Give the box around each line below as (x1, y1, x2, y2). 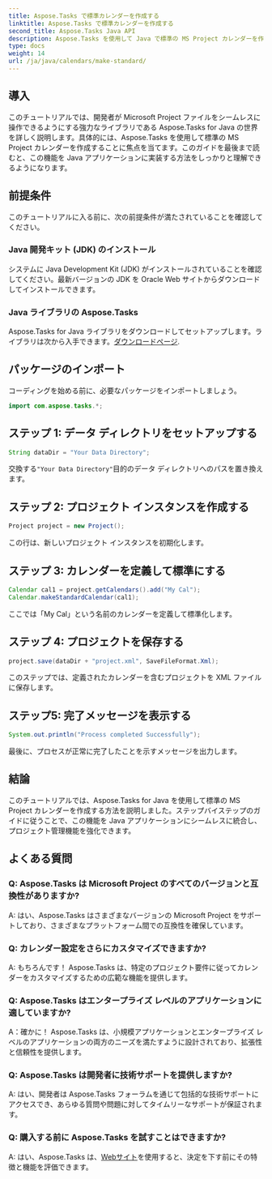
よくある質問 (8, 852, 73, 865)
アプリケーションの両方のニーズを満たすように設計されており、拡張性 (29, 1037, 263, 1047)
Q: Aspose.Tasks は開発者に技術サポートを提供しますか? (8, 1070, 232, 1081)
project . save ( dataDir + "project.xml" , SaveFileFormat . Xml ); (8, 657, 219, 665)
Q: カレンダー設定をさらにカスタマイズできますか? (8, 942, 206, 954)
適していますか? (8, 1006, 71, 1018)
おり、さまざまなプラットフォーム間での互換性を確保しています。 (29, 921, 249, 930)
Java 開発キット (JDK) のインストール (8, 244, 156, 255)
